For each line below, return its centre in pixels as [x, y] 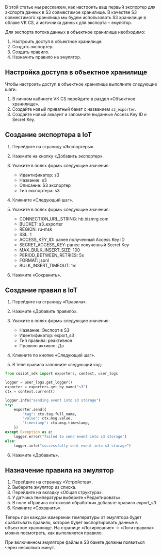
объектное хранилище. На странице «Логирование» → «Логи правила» [80, 528]
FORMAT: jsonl [34, 260]
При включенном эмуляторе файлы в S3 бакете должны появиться [75, 542]
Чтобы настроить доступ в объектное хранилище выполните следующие [81, 84]
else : [10, 441]
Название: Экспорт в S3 [44, 330]
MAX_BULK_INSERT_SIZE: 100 [49, 250]
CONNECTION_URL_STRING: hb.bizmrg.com [64, 218]
